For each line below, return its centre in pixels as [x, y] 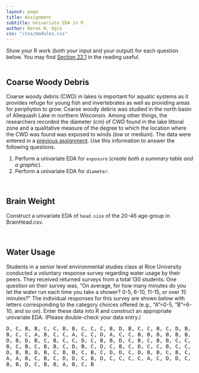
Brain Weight [31, 201]
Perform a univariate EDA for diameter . [62, 171]
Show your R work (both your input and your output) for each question [92, 51]
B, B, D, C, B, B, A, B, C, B [50, 364]
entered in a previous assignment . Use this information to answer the [91, 140]
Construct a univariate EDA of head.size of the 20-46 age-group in [88, 215]
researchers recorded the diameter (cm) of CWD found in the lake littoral [95, 121]
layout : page [22, 12]
